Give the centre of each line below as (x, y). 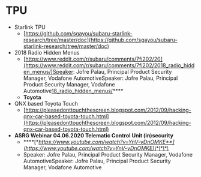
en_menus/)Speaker (48, 71)
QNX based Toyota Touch (46, 103)
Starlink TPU (30, 27)
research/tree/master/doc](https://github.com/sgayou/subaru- (100, 40)
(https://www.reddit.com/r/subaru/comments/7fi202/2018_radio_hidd (109, 65)
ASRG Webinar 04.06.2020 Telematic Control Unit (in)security (94, 135)
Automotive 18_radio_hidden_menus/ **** (73, 91)
